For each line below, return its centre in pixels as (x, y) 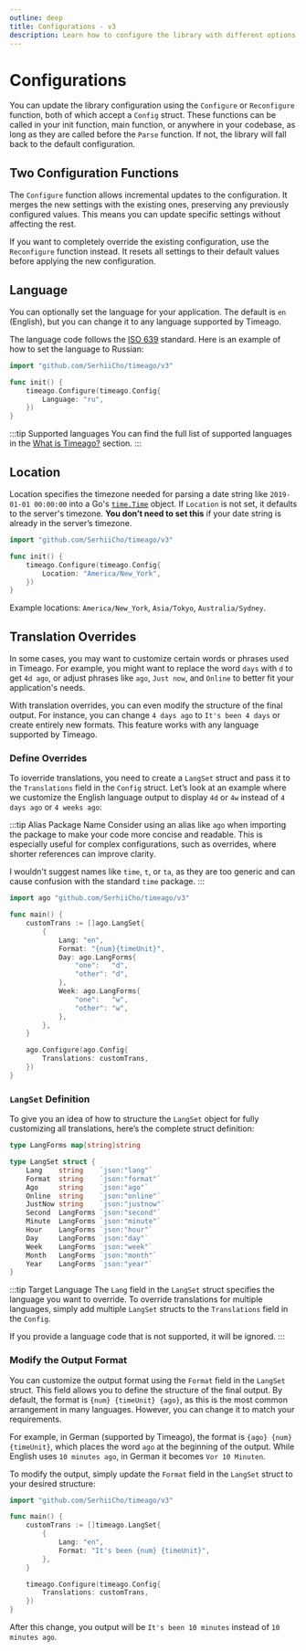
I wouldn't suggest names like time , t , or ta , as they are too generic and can (152, 872)
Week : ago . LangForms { (100, 991)
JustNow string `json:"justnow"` (96, 1204)
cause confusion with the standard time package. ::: (107, 882)
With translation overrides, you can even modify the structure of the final (146, 705)
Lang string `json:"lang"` (90, 1170)
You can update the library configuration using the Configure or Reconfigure (152, 105)
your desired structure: (53, 1483)
